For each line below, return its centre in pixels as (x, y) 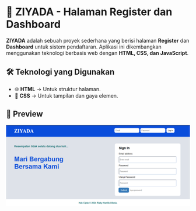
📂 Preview (24, 114)
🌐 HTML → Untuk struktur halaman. (57, 89)
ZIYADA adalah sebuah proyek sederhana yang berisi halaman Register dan (98, 40)
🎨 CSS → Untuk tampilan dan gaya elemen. (66, 95)
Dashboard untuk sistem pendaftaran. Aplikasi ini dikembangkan (84, 47)
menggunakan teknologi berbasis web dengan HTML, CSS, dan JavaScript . (97, 53)
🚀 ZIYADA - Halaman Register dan (89, 12)
